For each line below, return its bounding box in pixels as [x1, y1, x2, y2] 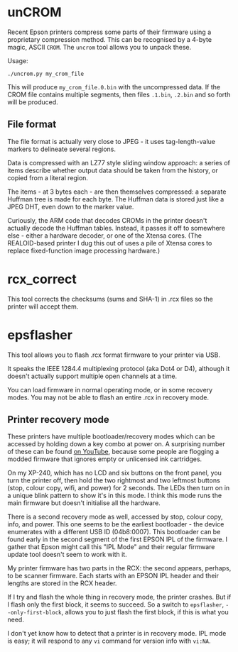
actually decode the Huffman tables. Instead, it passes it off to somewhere [7, 223, 226, 232]
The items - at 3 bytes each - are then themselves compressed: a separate [7, 187, 227, 196]
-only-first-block [7, 609, 62, 617]
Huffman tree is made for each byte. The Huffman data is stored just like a [7, 194, 225, 203]
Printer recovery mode [7, 414, 109, 426]
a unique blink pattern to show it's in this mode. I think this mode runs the [7, 491, 222, 500]
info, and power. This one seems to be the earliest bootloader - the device [7, 520, 225, 529]
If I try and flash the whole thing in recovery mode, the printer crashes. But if [7, 593, 232, 602]
